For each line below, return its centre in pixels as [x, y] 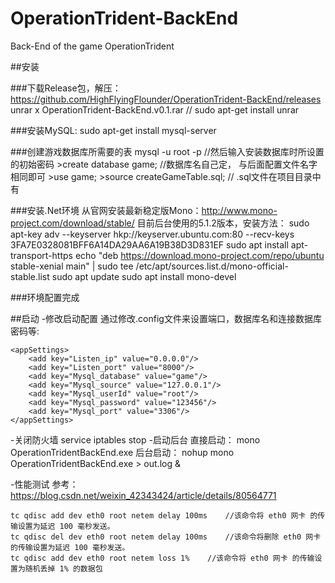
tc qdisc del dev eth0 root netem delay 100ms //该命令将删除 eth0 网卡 [166, 537]
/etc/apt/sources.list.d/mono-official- [212, 266]
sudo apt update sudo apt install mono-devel [144, 276]
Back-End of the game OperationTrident [92, 46]
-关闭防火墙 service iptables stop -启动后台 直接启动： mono [135, 439]
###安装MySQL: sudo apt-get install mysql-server [113, 130]
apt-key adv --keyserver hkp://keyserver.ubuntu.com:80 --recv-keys [152, 234]
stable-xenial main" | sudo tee [72, 266]
